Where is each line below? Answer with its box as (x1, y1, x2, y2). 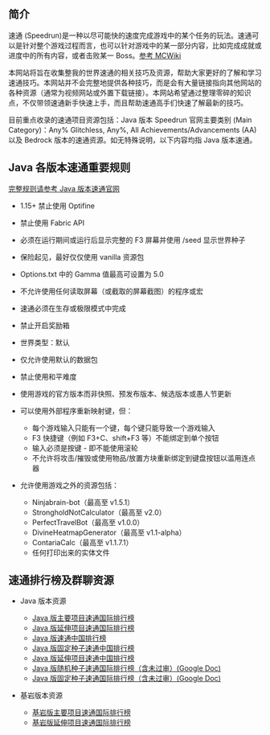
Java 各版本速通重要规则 (8, 161, 131, 175)
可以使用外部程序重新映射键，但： (19, 405, 133, 416)
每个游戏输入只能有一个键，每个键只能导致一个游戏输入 (31, 423, 215, 433)
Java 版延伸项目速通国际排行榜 (31, 623, 135, 633)
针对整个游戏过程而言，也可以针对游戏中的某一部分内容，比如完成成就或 (22, 40, 262, 50)
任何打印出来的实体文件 (31, 548, 110, 557)
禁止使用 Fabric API (19, 218, 85, 228)
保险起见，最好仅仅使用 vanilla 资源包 (19, 252, 145, 261)
